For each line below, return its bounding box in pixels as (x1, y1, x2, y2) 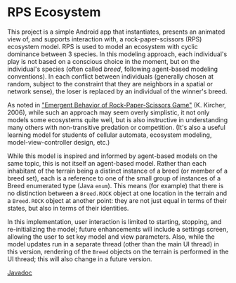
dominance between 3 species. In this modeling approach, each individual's (7, 50, 228, 58)
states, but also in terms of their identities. (7, 204, 129, 212)
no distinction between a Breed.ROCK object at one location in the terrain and (7, 189, 227, 197)
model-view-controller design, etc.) (7, 138, 110, 146)
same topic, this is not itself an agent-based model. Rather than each (7, 159, 207, 167)
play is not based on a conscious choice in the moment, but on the (7, 57, 200, 65)
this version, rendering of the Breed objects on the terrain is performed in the (7, 247, 229, 256)
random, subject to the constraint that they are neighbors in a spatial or (7, 79, 213, 88)
